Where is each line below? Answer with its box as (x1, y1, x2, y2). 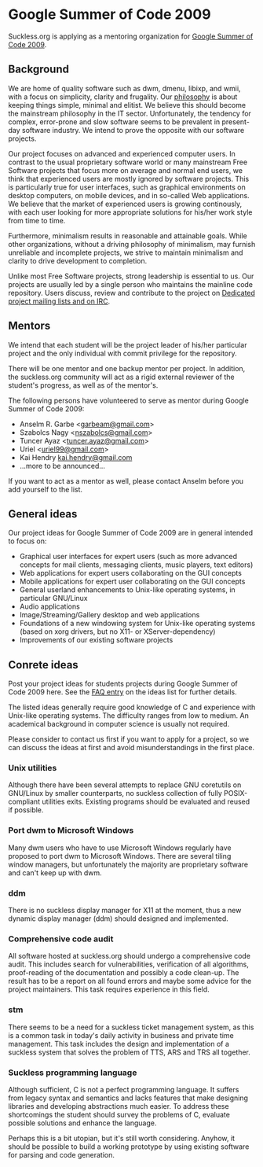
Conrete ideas (8, 658, 79, 672)
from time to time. (8, 215, 66, 225)
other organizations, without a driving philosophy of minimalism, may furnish (8, 239, 256, 248)
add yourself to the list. (8, 484, 83, 494)
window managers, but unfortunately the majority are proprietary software (8, 860, 249, 869)
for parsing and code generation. (8, 1150, 115, 1159)
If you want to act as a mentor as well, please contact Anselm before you (8, 476, 244, 485)
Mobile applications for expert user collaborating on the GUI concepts (19, 576, 246, 587)
